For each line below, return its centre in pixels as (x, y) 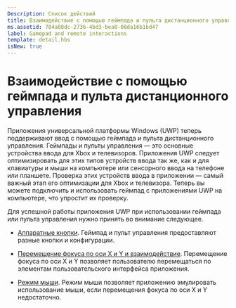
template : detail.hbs (39, 40)
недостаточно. (39, 297)
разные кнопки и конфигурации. (66, 240)
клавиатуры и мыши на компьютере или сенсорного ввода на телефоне (116, 168)
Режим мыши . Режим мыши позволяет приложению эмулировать (117, 282)
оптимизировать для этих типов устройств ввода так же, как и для (108, 160)
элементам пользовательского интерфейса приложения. (103, 269)
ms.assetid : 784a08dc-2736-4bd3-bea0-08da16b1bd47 (83, 27)
